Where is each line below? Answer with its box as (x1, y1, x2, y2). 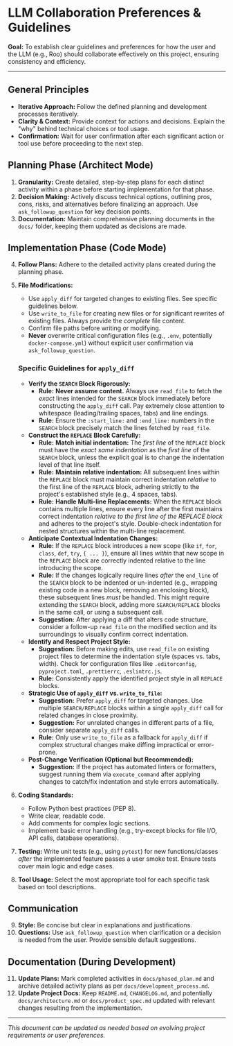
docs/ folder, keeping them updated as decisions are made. (17, 222, 187, 230)
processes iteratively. (17, 110, 79, 118)
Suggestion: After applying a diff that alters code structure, (38, 615, 208, 624)
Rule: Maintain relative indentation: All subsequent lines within (38, 468, 220, 476)
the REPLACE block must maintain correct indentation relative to (38, 475, 216, 483)
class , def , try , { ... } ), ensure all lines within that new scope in (38, 549, 224, 557)
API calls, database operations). (28, 834, 120, 842)
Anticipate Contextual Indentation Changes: (28, 534, 158, 542)
